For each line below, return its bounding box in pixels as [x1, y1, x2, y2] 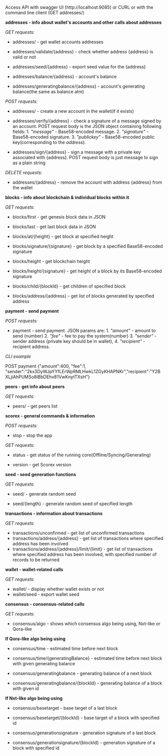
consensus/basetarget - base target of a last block [12, 705, 118, 711]
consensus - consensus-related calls [5, 601, 85, 607]
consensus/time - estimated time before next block [12, 646, 118, 651]
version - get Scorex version [12, 462, 72, 467]
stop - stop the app [12, 433, 53, 438]
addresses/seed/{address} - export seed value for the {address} [12, 64, 146, 70]
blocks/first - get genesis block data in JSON [12, 214, 106, 220]
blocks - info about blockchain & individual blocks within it [5, 194, 129, 200]
